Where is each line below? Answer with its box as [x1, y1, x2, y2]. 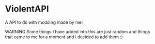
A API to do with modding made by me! [5, 19, 83, 25]
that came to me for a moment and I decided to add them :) [5, 34, 123, 40]
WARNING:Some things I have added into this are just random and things [5, 29, 150, 34]
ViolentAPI [5, 3, 49, 15]
